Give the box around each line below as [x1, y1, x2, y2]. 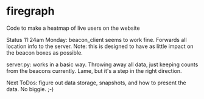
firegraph [6, 4, 55, 18]
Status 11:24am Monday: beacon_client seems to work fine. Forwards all [6, 36, 187, 43]
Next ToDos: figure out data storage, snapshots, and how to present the [6, 79, 187, 86]
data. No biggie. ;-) [6, 85, 54, 92]
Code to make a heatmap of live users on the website [6, 24, 140, 32]
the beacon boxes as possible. [6, 49, 83, 56]
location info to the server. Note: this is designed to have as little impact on [6, 43, 194, 50]
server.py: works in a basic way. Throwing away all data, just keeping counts [6, 61, 199, 68]
